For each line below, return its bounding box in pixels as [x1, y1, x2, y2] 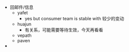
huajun [17, 21, 31, 27]
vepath [17, 32, 32, 38]
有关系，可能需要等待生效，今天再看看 [24, 27, 103, 33]
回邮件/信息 [9, 4, 34, 10]
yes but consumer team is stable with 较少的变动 [24, 16, 124, 21]
